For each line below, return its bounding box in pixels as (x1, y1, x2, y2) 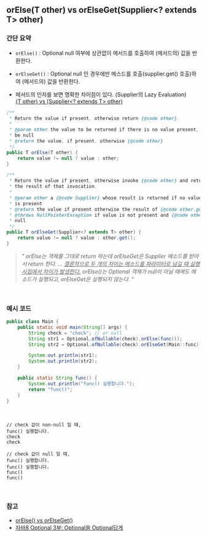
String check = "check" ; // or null (28, 330, 122, 336)
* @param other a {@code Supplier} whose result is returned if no (9, 195, 186, 201)
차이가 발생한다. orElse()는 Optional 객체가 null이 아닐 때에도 (42, 267, 190, 275)
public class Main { (6, 319, 60, 325)
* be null (9, 132, 34, 139)
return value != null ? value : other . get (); (17, 235, 136, 241)
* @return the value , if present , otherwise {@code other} (9, 138, 164, 144)
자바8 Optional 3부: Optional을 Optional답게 (15, 523, 123, 531)
